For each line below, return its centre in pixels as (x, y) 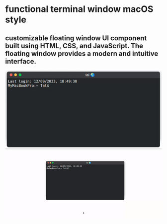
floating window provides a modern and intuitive (82, 53)
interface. (21, 61)
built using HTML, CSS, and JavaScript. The (74, 46)
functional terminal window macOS (79, 9)
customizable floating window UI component (76, 38)
